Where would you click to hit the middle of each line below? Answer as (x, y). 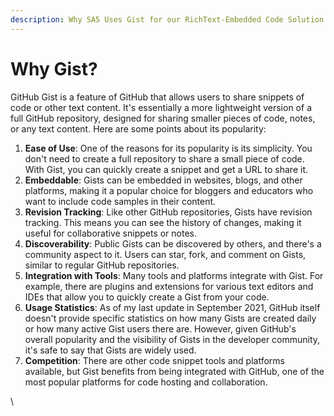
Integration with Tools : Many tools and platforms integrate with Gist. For (174, 275)
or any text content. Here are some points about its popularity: (138, 128)
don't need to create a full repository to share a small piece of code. (164, 158)
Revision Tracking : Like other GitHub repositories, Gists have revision (168, 212)
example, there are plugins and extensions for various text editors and (169, 286)
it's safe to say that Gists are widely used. (110, 350)
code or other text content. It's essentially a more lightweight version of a (161, 107)
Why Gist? (54, 68)
